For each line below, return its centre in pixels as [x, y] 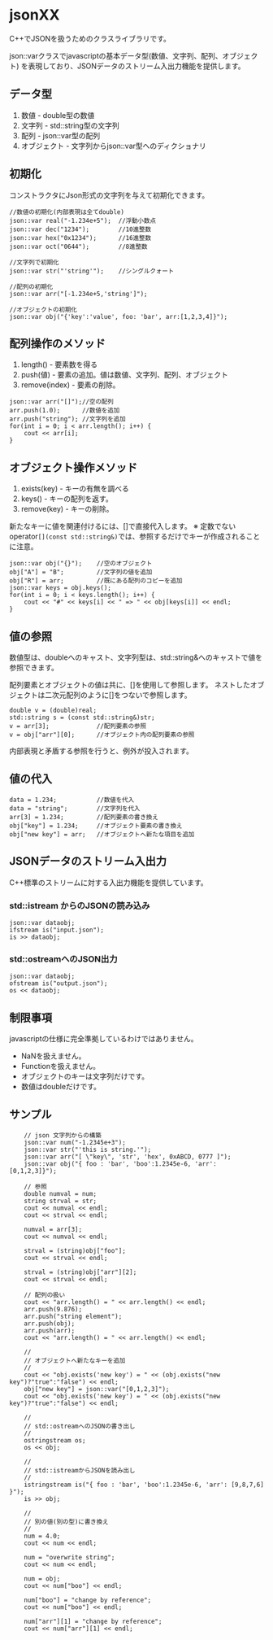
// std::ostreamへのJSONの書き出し [80, 1426]
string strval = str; [60, 1201]
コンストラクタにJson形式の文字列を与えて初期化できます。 [109, 195]
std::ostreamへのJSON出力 [63, 959]
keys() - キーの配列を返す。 [67, 499]
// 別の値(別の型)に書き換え [66, 1522]
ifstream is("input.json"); [57, 930]
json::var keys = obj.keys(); [61, 588]
